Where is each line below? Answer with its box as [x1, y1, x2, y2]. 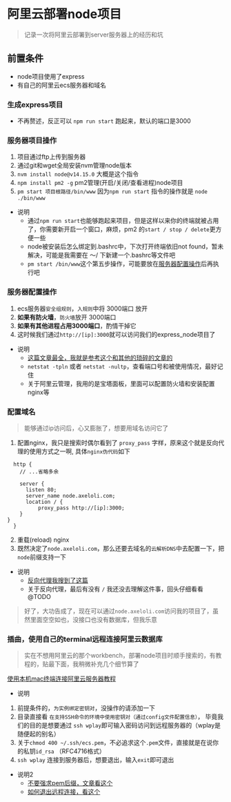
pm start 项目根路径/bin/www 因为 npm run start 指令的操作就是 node [17, 187, 208, 195]
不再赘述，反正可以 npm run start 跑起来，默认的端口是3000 [17, 117, 191, 125]
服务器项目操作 [7, 135, 57, 145]
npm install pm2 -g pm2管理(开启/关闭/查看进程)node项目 [17, 179, 183, 187]
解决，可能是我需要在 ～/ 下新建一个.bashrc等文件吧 [27, 251, 176, 260]
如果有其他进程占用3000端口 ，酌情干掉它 [17, 322, 137, 330]
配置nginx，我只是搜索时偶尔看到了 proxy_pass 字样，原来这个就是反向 [17, 438, 219, 447]
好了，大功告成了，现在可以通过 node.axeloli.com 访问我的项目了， [23, 607, 213, 615]
